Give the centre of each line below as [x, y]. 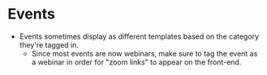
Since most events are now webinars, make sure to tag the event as [144, 53]
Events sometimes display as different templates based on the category [139, 36]
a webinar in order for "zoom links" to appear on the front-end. [136, 62]
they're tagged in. [49, 44]
